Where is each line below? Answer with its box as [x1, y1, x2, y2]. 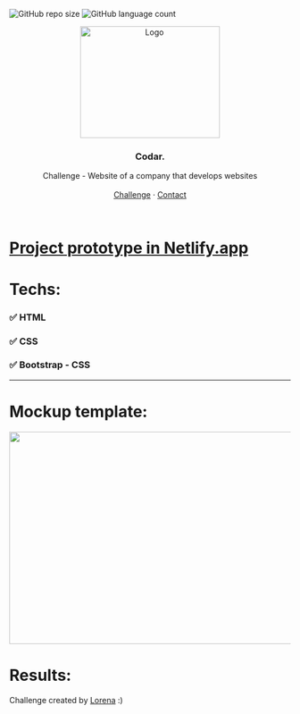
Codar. [135, 150, 165, 163]
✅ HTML [9, 311, 46, 323]
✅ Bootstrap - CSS [9, 358, 91, 371]
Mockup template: [9, 402, 148, 422]
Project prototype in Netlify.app [9, 238, 249, 258]
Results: [9, 665, 71, 685]
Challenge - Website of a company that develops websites [42, 171, 258, 181]
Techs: [9, 279, 62, 299]
